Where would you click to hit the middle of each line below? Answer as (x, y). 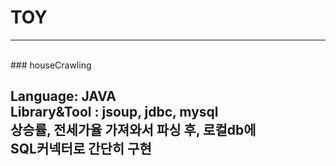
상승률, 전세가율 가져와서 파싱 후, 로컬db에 (133, 130)
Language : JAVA (63, 96)
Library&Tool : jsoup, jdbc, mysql (114, 112)
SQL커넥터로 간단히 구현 (81, 149)
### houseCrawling (51, 65)
